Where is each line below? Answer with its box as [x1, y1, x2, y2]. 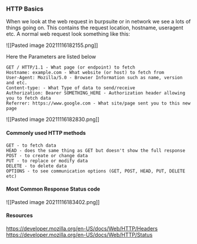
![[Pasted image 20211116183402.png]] [6, 198, 100, 205]
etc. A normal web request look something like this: [6, 30, 131, 38]
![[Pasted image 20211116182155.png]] [6, 42, 98, 49]
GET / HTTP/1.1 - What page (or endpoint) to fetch [6, 65, 135, 70]
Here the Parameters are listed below [6, 53, 96, 60]
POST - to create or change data [6, 152, 88, 158]
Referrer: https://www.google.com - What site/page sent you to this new [6, 100, 191, 107]
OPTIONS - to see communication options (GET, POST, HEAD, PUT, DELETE [6, 168, 185, 174]
